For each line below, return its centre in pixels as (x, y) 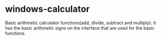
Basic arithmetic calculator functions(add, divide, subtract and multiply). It (81, 23)
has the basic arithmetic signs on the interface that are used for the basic (80, 28)
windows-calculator (48, 9)
